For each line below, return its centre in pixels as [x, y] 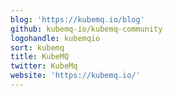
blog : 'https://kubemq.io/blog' [77, 19]
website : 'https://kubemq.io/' [75, 76]
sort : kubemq [37, 47]
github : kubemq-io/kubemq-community [86, 29]
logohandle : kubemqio [55, 38]
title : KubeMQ [40, 57]
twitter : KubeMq [44, 66]
